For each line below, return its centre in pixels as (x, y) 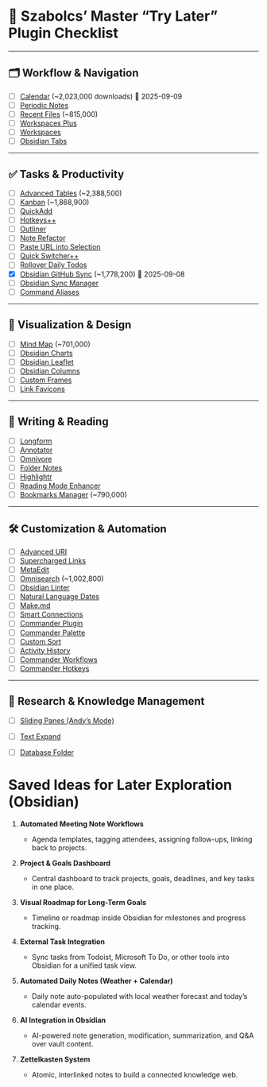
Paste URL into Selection (60, 247)
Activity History (45, 650)
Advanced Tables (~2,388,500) (71, 193)
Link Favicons (42, 389)
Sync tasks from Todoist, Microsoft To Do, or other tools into (130, 957)
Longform (36, 441)
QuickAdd (36, 211)
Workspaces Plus (48, 123)
